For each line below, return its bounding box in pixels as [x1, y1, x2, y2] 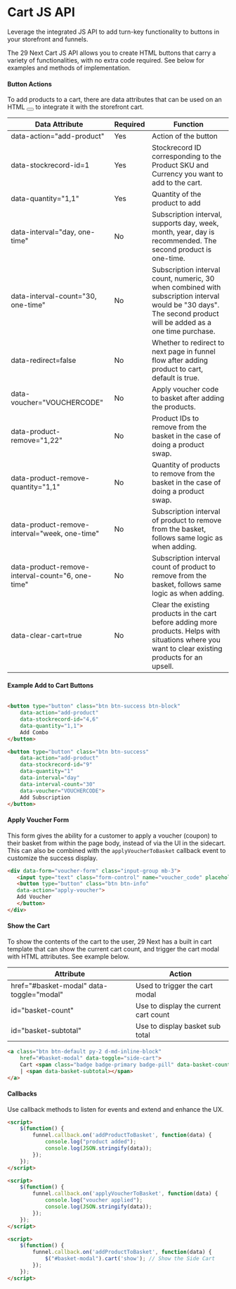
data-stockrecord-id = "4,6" [20, 716, 99, 723]
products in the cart [152, 609, 217, 619]
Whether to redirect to [152, 338, 225, 348]
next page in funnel [152, 347, 216, 357]
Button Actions [7, 79, 52, 88]
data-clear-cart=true [11, 631, 82, 641]
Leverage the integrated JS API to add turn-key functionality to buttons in [7, 27, 220, 36]
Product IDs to [152, 413, 199, 423]
